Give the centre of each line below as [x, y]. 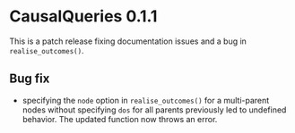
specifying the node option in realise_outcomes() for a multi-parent [146, 100]
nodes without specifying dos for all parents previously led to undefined [154, 110]
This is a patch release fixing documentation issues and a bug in [128, 41]
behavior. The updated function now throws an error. [120, 119]
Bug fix [30, 79]
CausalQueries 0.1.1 [83, 17]
